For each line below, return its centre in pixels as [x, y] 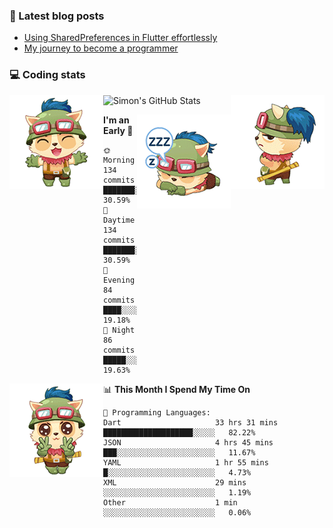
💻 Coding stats [47, 75]
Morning [119, 160]
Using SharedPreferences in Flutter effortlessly [120, 38]
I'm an [116, 120]
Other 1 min [170, 502]
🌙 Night [119, 330]
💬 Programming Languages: [157, 412]
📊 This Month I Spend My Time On [177, 389]
